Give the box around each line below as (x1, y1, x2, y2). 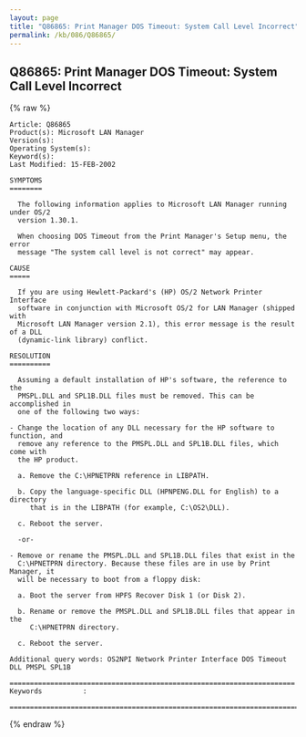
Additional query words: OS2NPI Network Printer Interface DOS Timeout (9, 655, 287, 664)
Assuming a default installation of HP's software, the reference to (17, 376, 287, 385)
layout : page (9, 13, 59, 23)
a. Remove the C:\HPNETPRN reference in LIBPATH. (17, 472, 209, 481)
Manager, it (9, 567, 55, 576)
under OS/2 (9, 208, 51, 217)
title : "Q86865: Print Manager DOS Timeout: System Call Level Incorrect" (9, 22, 300, 31)
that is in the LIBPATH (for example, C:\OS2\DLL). (29, 503, 230, 513)
